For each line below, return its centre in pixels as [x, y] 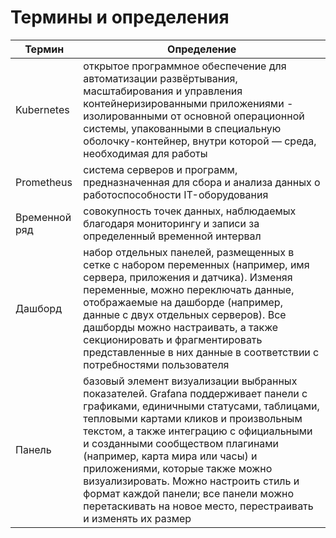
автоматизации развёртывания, [160, 78]
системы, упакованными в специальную [182, 128]
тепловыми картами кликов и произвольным [193, 418]
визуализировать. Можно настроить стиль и [191, 481]
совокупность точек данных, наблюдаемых [190, 211]
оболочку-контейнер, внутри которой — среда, [200, 141]
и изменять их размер [137, 518]
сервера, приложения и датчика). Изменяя [188, 277]
